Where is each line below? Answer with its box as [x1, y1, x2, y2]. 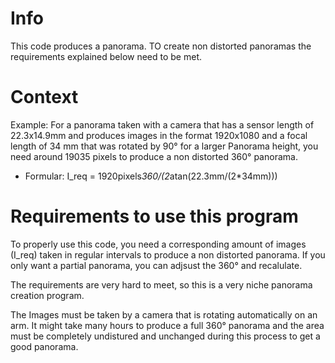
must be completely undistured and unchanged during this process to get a [10, 330, 321, 342]
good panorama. [10, 340, 79, 352]
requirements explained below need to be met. [10, 50, 203, 62]
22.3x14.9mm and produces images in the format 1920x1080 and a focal [10, 129, 308, 141]
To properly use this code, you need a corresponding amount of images [10, 238, 307, 250]
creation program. [10, 289, 85, 301]
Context [10, 86, 79, 109]
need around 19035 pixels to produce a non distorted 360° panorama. [10, 150, 298, 162]
